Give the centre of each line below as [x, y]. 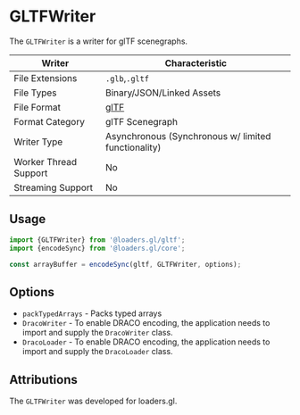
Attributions [44, 380]
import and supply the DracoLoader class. [97, 352]
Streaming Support [54, 187]
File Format [37, 107]
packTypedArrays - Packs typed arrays [92, 313]
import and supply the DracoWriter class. [97, 333]
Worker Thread [46, 162]
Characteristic [196, 62]
